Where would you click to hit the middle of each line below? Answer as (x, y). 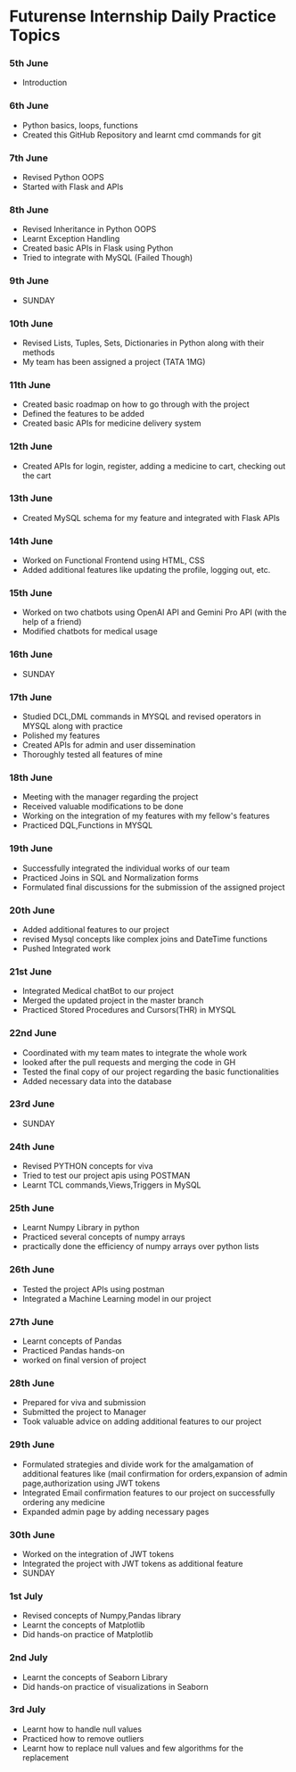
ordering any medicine (63, 1502)
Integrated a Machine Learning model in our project (116, 1298)
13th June (31, 499)
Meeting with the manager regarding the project (110, 797)
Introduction (45, 83)
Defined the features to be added (83, 414)
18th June (31, 777)
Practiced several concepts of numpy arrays (103, 1237)
